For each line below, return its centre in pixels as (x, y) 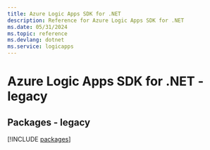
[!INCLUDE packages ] (39, 139)
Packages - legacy (49, 122)
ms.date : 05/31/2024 (38, 27)
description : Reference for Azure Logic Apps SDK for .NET (96, 20)
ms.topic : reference (38, 33)
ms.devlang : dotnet (36, 40)
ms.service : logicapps (41, 46)
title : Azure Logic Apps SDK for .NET (64, 14)
